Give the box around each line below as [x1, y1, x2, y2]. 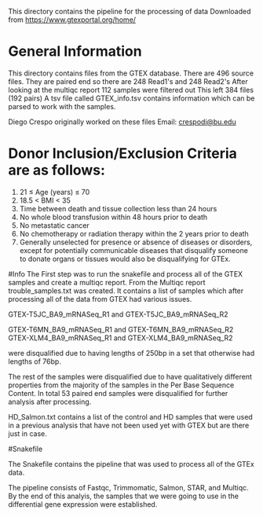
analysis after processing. [8, 397, 92, 406]
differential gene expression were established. [8, 499, 158, 509]
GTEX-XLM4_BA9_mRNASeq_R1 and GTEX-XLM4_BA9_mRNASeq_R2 [8, 333, 233, 343]
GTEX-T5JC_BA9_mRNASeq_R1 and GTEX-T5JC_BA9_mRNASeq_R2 [8, 310, 229, 319]
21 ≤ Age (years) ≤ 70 [19, 187, 90, 196]
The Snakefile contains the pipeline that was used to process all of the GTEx [8, 459, 255, 468]
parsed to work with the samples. [8, 101, 116, 111]
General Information [8, 42, 143, 60]
